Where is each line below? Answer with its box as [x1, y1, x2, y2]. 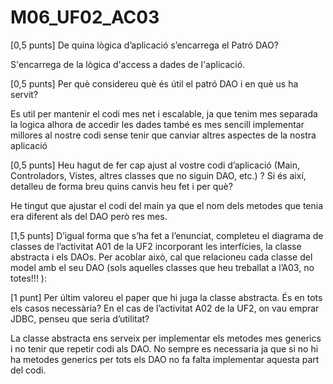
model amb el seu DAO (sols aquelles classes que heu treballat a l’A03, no [10, 261, 315, 273]
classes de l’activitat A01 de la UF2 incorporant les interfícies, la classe [10, 240, 302, 252]
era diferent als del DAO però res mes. [10, 210, 168, 222]
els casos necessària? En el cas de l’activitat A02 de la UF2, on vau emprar [10, 302, 320, 314]
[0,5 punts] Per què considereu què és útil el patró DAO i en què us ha [10, 77, 299, 90]
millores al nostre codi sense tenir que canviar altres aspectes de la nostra [10, 129, 317, 141]
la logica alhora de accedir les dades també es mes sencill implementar [10, 118, 305, 130]
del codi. [10, 364, 47, 376]
